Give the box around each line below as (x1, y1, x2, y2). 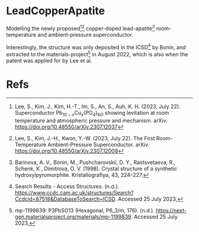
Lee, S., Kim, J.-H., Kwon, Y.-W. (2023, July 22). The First (14, 134, 155, 141)
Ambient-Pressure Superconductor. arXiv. (47, 141, 150, 148)
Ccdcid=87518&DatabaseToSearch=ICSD (14, 195, 115, 202)
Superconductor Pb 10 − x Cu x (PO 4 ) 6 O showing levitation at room (14, 109, 169, 118)
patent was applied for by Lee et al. (6, 57, 92, 64)
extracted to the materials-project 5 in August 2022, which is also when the (6, 50, 188, 57)
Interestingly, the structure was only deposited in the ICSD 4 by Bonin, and (6, 43, 186, 51)
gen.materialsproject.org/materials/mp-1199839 (14, 213, 131, 220)
